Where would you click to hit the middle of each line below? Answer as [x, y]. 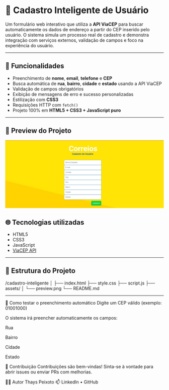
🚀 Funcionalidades [35, 66]
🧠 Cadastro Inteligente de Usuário [77, 10]
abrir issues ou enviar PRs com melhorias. [49, 372]
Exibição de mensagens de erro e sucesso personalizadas [73, 94]
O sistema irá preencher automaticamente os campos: [61, 318]
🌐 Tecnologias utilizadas [45, 222]
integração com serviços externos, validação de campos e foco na [74, 40]
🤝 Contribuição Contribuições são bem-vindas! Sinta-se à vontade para [79, 366]
